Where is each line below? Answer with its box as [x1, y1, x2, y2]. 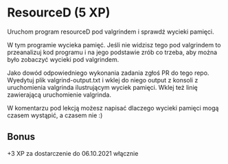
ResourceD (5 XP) [7, 5, 111, 21]
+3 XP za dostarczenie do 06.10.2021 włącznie [7, 149, 139, 157]
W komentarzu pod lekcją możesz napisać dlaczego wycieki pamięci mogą [7, 104, 219, 112]
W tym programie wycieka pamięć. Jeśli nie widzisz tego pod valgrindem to [7, 40, 221, 49]
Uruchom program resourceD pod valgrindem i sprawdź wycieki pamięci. [7, 27, 214, 36]
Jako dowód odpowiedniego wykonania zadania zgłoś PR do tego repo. [7, 69, 209, 77]
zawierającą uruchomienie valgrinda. [7, 91, 112, 99]
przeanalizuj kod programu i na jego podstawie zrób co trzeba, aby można [7, 48, 218, 56]
